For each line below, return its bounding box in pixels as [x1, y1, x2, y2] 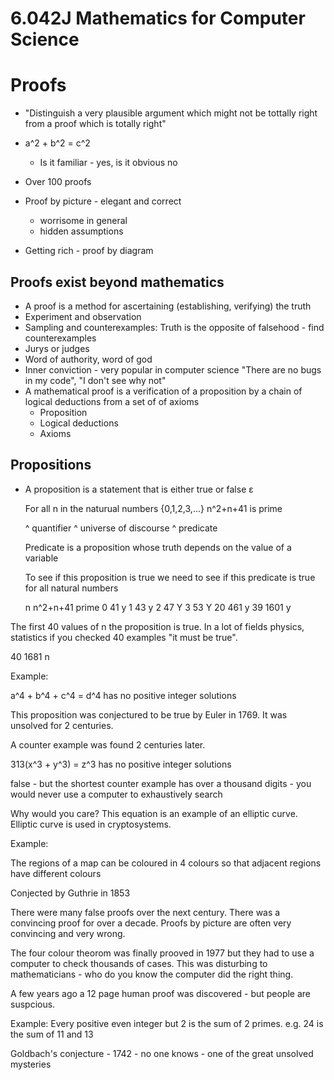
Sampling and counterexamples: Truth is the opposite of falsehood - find [24, 321, 325, 333]
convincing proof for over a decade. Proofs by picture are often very [10, 917, 292, 929]
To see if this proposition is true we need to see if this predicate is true [24, 571, 316, 583]
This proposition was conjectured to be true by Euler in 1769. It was [10, 708, 288, 721]
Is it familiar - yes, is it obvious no [39, 157, 178, 169]
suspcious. [10, 998, 56, 1010]
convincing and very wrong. [10, 927, 126, 939]
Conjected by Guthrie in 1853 [10, 887, 131, 899]
